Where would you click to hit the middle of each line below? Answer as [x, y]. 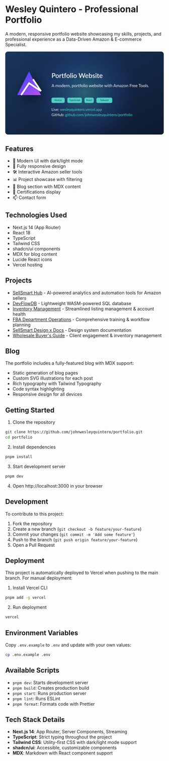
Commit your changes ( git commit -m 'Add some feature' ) [74, 534]
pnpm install [19, 457]
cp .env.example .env [28, 654]
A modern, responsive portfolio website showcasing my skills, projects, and [83, 34]
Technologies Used [36, 215]
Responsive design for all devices [47, 394]
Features [19, 149]
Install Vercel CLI [30, 588]
